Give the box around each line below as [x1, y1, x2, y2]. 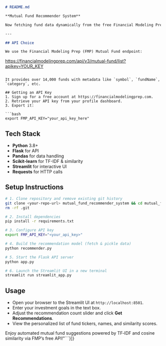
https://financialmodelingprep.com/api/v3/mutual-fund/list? [5, 58, 126, 64]
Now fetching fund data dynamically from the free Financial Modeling [5, 22, 154, 27]
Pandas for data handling [12, 153, 64, 159]
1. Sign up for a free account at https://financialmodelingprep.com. [5, 94, 154, 100]
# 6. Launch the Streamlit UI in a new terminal [5, 268, 107, 273]
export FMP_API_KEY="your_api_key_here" [5, 116, 90, 121]
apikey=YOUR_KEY [5, 63, 43, 69]
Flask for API [12, 148, 39, 154]
